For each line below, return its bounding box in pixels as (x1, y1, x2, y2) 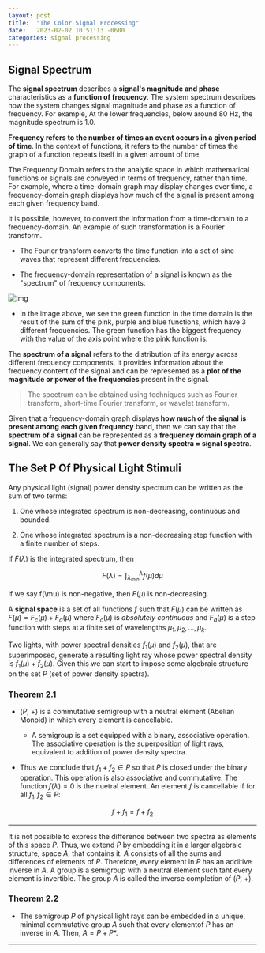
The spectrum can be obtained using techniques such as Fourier (27, 390, 238, 399)
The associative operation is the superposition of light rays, (31, 739, 225, 748)
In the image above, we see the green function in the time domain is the (19, 309, 252, 319)
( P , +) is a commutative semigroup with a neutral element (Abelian (19, 707, 235, 717)
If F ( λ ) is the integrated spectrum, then (8, 554, 134, 563)
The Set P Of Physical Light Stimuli (8, 462, 181, 475)
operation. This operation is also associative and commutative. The (19, 773, 238, 782)
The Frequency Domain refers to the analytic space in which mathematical (8, 165, 250, 175)
